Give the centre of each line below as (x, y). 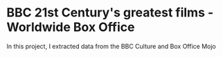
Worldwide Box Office (71, 27)
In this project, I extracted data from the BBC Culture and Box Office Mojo (111, 46)
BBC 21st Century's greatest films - (110, 13)
